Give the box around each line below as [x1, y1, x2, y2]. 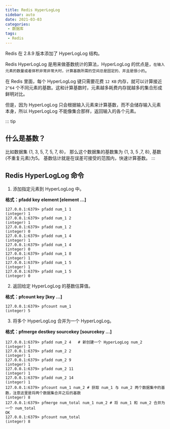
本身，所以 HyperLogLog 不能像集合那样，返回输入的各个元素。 [5, 108, 139, 114]
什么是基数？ [5, 134, 46, 143]
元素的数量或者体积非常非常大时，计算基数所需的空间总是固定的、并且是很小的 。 [5, 67, 150, 74]
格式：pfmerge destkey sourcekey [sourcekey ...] [5, 328, 112, 335]
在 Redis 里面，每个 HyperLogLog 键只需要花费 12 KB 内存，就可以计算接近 [5, 78, 162, 84]
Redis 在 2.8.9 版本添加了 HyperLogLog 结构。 [5, 50, 103, 56]
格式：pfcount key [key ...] [5, 293, 62, 300]
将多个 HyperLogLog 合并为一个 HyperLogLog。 [12, 318, 114, 324]
